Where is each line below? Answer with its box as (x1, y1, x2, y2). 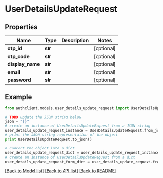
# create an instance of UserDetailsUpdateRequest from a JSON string (5, 123, 151, 129)
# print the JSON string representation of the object (5, 133, 118, 137)
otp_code (7, 53, 30, 59)
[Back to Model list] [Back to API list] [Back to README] (5, 168, 116, 174)
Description (61, 37, 89, 44)
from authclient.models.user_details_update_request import (5, 105, 130, 111)
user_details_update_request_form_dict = (5, 159, 90, 164)
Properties (5, 23, 38, 31)
